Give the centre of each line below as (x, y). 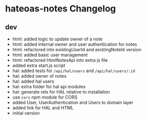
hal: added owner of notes (39, 76)
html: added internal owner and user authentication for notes (75, 44)
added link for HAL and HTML (43, 108)
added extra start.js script (39, 65)
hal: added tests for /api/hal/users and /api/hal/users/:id (74, 71)
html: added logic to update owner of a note (58, 39)
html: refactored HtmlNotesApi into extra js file (60, 60)
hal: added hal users (33, 81)
